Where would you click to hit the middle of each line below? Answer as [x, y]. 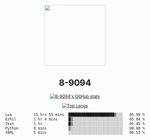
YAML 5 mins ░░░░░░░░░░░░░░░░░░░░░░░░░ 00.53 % [75, 133]
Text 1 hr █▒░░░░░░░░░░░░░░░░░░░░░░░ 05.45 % [75, 123]
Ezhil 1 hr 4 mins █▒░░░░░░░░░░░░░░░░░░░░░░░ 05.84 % [75, 119]
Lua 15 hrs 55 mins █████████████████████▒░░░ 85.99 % [75, 114]
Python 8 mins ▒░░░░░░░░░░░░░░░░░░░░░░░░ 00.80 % [75, 128]
